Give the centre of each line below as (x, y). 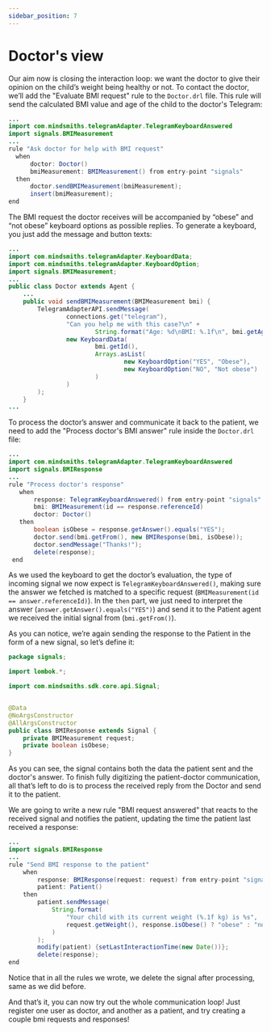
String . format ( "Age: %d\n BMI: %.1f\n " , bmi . (171, 332)
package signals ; (38, 657)
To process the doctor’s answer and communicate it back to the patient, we (134, 422)
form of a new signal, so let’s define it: (72, 642)
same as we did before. (47, 987)
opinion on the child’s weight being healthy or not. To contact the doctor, (129, 87)
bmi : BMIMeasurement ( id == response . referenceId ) (119, 507)
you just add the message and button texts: (80, 235)
